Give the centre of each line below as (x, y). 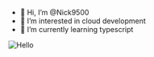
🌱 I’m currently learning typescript (77, 29)
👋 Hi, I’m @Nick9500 (54, 12)
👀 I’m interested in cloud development (83, 21)
